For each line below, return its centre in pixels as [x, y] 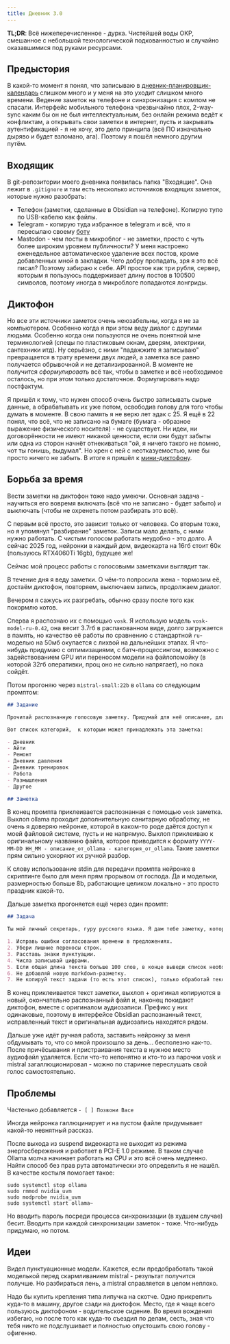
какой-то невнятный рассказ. [50, 1130]
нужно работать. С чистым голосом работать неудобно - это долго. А [110, 538]
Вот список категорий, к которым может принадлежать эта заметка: [105, 730]
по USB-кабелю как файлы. [57, 217]
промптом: [23, 692]
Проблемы [31, 1093]
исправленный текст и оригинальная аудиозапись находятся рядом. [108, 1022]
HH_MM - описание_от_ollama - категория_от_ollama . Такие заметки [122, 848]
